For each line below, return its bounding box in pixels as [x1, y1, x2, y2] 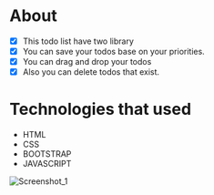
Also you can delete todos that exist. [22, 67, 160, 77]
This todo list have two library [22, 36, 135, 46]
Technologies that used [9, 99, 192, 119]
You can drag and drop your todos [22, 56, 152, 67]
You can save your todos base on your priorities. [22, 46, 205, 56]
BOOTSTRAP [22, 149, 72, 159]
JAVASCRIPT [22, 159, 72, 169]
